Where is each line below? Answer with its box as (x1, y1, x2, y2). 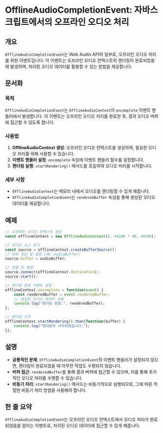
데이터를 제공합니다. (12, 200, 50, 206)
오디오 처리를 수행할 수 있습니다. (21, 375, 83, 381)
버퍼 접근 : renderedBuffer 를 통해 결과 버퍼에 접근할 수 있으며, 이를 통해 (12, 369, 148, 374)
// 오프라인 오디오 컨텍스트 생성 (5, 230, 62, 235)
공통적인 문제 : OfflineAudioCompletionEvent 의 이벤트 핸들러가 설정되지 (12, 356, 150, 362)
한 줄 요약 (5, 403, 32, 411)
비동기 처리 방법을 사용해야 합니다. (21, 387, 87, 393)
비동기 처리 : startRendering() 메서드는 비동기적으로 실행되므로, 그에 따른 (12, 381, 153, 387)
